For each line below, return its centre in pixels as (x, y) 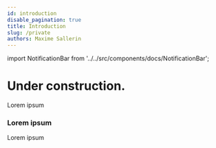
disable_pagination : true (44, 20)
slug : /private (29, 33)
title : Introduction (37, 26)
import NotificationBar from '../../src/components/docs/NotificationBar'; (108, 58)
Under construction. (66, 86)
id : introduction (32, 13)
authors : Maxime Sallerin (44, 39)
